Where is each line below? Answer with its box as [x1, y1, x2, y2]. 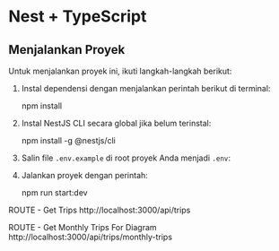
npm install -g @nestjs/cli [21, 135, 116, 145]
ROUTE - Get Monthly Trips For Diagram [8, 222, 158, 232]
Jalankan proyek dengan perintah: [21, 170, 149, 180]
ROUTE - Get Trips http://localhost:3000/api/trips [8, 204, 191, 215]
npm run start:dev [21, 187, 88, 198]
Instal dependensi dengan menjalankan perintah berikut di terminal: [21, 83, 271, 93]
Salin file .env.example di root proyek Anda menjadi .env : [21, 152, 231, 163]
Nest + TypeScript [8, 6, 147, 27]
